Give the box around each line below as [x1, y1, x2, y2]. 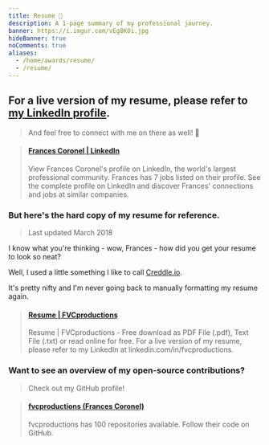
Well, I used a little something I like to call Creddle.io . [8, 267, 182, 277]
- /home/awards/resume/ [15, 57, 95, 65]
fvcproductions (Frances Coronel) [27, 402, 145, 411]
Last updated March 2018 [27, 228, 113, 238]
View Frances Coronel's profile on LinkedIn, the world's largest [27, 164, 237, 174]
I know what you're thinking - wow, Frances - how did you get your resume [8, 243, 257, 253]
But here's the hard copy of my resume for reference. [8, 210, 220, 221]
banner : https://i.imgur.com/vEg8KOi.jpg [8, 27, 149, 35]
